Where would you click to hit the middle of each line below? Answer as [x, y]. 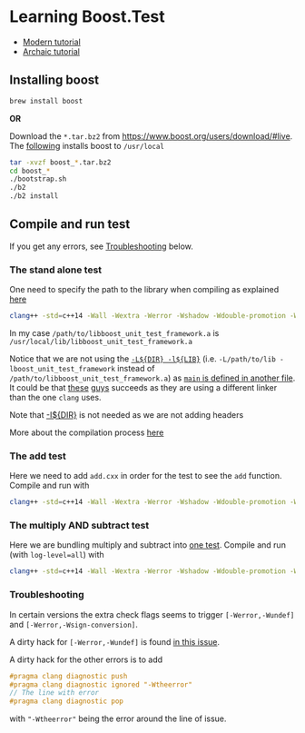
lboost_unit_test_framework [63, 369]
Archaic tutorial [51, 51]
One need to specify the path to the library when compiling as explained [144, 290]
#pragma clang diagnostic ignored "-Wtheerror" [101, 684]
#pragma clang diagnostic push [69, 676]
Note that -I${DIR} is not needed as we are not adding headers [127, 414]
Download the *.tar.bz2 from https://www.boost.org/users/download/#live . [151, 136]
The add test [38, 456]
